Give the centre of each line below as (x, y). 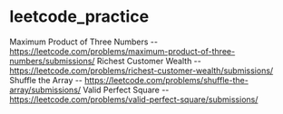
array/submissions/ (45, 90)
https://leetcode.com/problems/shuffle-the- (167, 80)
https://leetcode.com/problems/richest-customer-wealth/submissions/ (141, 71)
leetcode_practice (79, 17)
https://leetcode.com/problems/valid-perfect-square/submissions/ (134, 99)
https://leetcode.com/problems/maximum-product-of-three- (122, 51)
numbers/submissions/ (52, 61)
